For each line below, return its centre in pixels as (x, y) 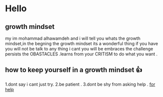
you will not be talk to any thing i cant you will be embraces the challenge (79, 49)
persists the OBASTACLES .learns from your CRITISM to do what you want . (81, 54)
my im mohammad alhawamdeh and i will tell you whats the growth (73, 38)
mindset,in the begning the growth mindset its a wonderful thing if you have (81, 44)
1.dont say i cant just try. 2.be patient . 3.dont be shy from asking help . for (80, 84)
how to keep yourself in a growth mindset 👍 (74, 70)
